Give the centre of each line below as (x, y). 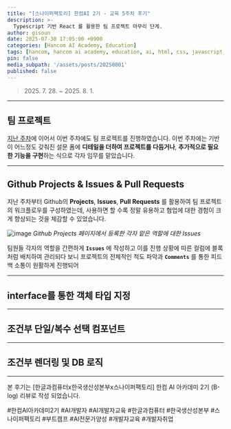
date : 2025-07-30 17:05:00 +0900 (55, 39)
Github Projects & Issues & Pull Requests (96, 184)
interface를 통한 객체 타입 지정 (69, 296)
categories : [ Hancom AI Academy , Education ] (72, 45)
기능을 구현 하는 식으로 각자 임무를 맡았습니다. (75, 156)
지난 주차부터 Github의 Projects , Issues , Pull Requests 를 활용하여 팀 (103, 202)
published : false (32, 71)
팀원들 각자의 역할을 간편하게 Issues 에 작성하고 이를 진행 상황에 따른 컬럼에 (109, 248)
